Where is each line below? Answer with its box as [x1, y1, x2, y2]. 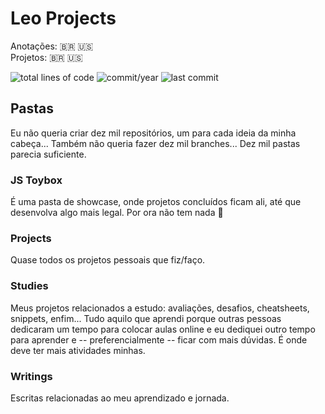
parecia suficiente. [10, 148, 87, 160]
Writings [10, 369, 53, 383]
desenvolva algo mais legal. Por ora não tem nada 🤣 [10, 207, 224, 219]
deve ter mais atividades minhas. [10, 344, 146, 356]
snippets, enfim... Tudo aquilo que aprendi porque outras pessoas [10, 312, 282, 324]
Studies [10, 279, 49, 293]
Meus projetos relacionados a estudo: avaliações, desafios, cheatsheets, [10, 302, 310, 314]
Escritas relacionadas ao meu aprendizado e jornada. [10, 392, 230, 404]
